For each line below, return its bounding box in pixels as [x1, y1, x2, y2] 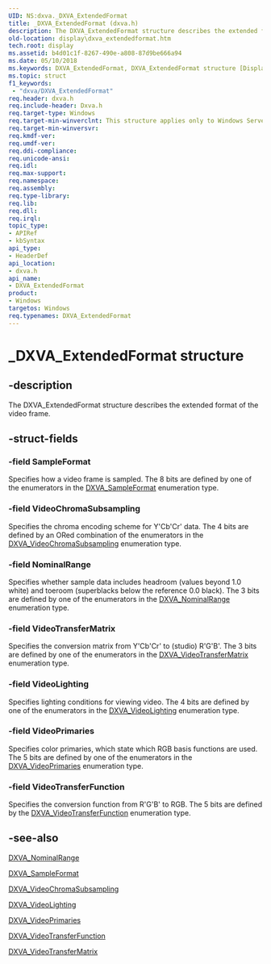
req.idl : [8, 162, 38, 170]
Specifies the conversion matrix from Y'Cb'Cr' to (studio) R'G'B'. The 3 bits [8, 641, 257, 651]
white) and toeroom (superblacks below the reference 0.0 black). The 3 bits [8, 586, 260, 595]
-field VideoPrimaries [8, 725, 95, 737]
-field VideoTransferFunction [8, 781, 125, 792]
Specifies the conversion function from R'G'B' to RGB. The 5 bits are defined [8, 799, 263, 809]
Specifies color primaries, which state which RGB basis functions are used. [8, 744, 258, 753]
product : [8, 290, 38, 298]
